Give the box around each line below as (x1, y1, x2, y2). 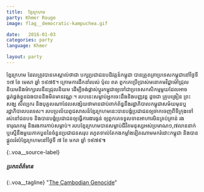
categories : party (6, 37, 53, 43)
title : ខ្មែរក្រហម (6, 9, 46, 15)
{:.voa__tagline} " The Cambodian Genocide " (6, 179, 117, 186)
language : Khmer (6, 43, 48, 49)
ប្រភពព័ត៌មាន (6, 163, 34, 170)
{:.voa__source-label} (6, 148, 60, 156)
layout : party (6, 54, 43, 60)
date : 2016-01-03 (6, 31, 56, 37)
